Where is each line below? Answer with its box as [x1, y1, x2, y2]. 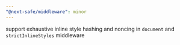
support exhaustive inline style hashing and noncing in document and [5, 25, 175, 32]
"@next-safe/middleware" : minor [5, 8, 87, 15]
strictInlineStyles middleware [5, 31, 85, 39]
